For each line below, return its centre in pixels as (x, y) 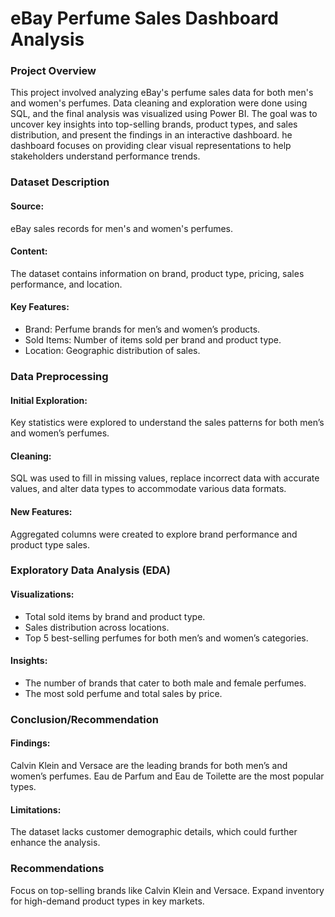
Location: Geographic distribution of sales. (112, 351)
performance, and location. (66, 284)
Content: (29, 251)
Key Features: (40, 307)
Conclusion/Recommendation (84, 719)
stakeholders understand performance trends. (105, 156)
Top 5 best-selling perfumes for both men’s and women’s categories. (166, 638)
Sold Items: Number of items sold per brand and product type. (153, 340)
